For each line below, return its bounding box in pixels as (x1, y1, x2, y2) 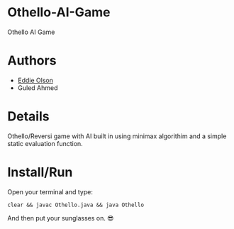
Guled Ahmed (17, 83, 58, 92)
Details (7, 108, 50, 125)
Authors (7, 52, 57, 69)
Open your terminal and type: (7, 187, 94, 196)
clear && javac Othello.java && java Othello (7, 201, 144, 208)
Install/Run (7, 164, 73, 180)
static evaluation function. (7, 139, 83, 147)
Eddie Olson (17, 76, 53, 84)
